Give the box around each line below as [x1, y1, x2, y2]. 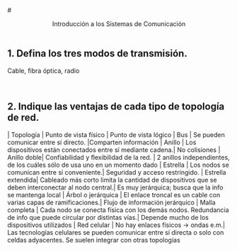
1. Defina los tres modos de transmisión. [7, 47, 187, 59]
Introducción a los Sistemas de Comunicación [52, 20, 186, 28]
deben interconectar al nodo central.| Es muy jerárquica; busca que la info [7, 183, 224, 192]
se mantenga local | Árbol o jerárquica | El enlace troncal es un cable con [7, 190, 221, 199]
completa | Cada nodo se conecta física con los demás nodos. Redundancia [7, 205, 229, 214]
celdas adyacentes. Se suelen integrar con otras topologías [7, 235, 180, 244]
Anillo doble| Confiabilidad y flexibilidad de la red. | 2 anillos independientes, [7, 153, 230, 161]
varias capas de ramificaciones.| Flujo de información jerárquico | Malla [7, 198, 216, 206]
